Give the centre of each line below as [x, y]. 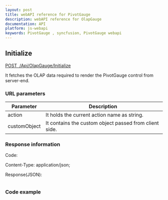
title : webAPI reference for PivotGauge [48, 15]
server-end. [17, 80]
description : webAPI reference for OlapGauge [53, 19]
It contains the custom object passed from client [102, 123]
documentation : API [25, 24]
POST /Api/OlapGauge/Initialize [38, 65]
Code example [23, 192]
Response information [33, 144]
